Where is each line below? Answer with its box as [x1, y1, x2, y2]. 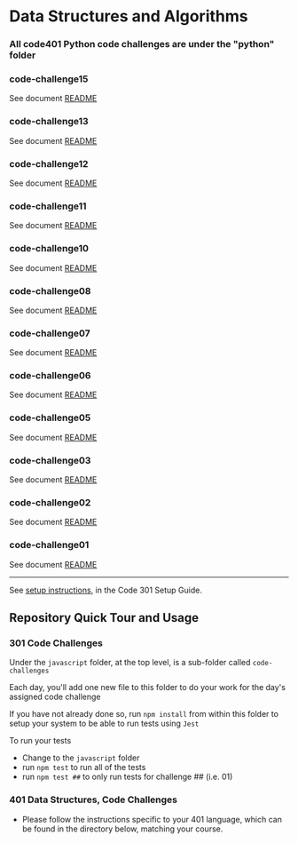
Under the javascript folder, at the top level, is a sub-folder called [9, 657, 251, 668]
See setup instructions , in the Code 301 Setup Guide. [9, 585, 202, 595]
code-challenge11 [9, 200, 87, 212]
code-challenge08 [9, 284, 91, 297]
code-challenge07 [9, 327, 90, 339]
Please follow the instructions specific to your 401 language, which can [21, 814, 282, 824]
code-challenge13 [9, 115, 89, 128]
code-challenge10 [9, 243, 90, 255]
